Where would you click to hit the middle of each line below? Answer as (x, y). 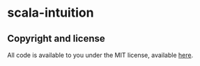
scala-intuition (51, 13)
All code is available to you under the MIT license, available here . (100, 55)
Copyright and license (56, 39)
